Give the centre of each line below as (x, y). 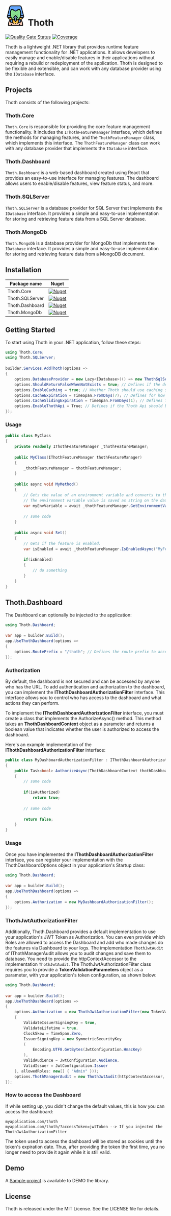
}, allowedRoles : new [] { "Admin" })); (57, 1071)
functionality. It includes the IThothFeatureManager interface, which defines (84, 132)
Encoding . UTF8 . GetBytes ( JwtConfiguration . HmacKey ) (87, 1050)
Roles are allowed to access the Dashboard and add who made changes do (84, 942)
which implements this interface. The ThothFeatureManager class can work (83, 143)
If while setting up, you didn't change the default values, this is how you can (85, 1106)
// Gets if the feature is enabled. (62, 543)
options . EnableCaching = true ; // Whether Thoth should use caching (89, 390)
